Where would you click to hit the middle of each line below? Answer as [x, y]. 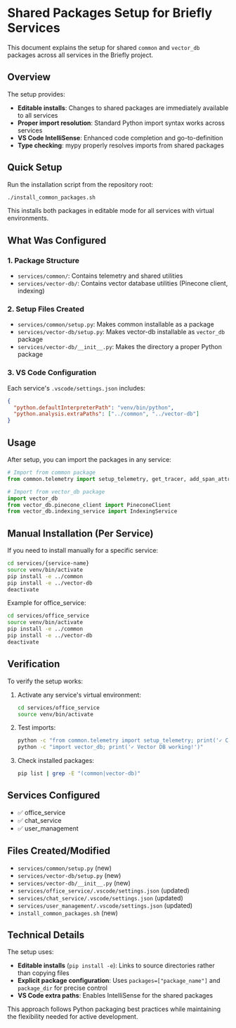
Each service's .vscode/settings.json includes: [77, 388]
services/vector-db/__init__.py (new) [74, 883]
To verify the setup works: [45, 681]
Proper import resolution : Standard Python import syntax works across [121, 123]
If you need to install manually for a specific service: [83, 551]
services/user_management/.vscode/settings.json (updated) [105, 905]
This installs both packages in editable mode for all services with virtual [111, 211]
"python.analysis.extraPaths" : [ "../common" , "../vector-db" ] [106, 414]
